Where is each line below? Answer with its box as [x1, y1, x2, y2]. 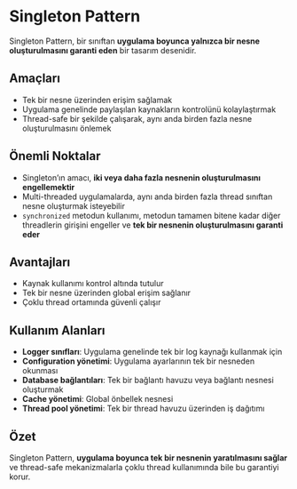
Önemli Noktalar [9, 148, 101, 164]
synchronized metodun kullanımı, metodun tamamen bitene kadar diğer [21, 210, 281, 220]
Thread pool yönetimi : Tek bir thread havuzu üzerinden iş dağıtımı [21, 403, 265, 414]
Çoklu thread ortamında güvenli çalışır [21, 297, 161, 308]
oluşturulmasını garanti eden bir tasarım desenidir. [9, 44, 197, 55]
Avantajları [9, 254, 71, 269]
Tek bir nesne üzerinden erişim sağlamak [21, 94, 173, 105]
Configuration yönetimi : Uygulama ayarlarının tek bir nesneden [21, 356, 255, 366]
